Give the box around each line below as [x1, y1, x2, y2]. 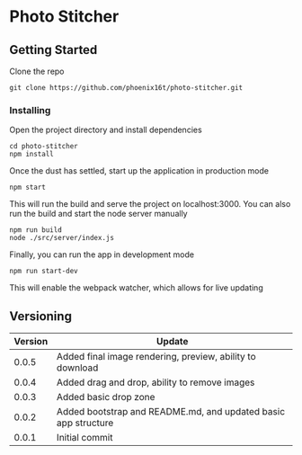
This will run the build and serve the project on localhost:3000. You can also [9, 199, 291, 210]
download [57, 361, 99, 374]
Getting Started [9, 42, 98, 58]
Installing [9, 103, 51, 116]
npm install [9, 150, 54, 159]
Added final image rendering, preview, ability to [57, 351, 256, 363]
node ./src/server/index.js [9, 234, 115, 243]
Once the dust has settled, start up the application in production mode [9, 165, 270, 176]
